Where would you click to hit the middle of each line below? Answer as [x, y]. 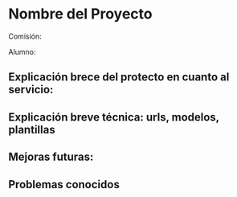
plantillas [32, 129]
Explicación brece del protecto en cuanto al [119, 77]
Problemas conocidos [64, 185]
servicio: [31, 90]
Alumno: [22, 51]
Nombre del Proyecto [80, 14]
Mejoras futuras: [51, 157]
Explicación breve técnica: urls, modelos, [114, 117]
